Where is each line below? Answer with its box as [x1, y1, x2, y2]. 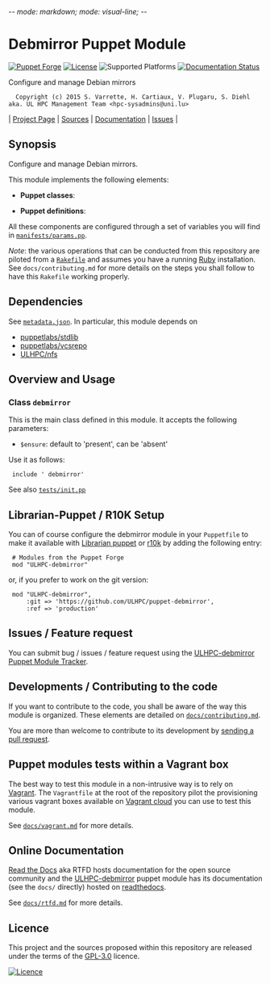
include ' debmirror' [11, 471, 85, 479]
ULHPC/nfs [19, 349, 58, 358]
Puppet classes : [19, 190, 76, 200]
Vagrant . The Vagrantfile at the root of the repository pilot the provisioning [8, 787, 258, 798]
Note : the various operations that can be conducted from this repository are [8, 245, 260, 255]
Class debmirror [8, 396, 71, 408]
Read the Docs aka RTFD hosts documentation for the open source [8, 865, 231, 875]
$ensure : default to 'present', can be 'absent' [19, 439, 168, 449]
